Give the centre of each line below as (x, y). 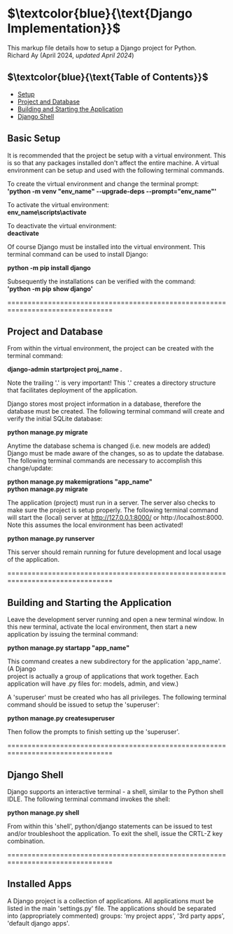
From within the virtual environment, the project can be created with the (111, 348)
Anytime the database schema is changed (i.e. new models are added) (109, 446)
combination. (26, 841)
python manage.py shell (43, 813)
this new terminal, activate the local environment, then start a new (102, 627)
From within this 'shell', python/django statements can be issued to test (110, 826)
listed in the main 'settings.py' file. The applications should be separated (112, 908)
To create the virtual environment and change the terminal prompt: (103, 183)
